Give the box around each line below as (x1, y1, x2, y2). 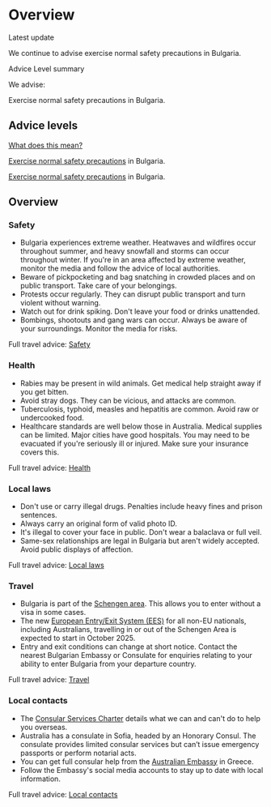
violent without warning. (19, 298, 101, 308)
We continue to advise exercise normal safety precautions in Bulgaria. (8, 48, 241, 58)
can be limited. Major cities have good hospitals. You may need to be (19, 429, 250, 439)
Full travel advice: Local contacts (8, 789, 118, 799)
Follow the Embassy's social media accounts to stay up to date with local (19, 765, 264, 775)
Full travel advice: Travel (8, 675, 90, 685)
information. (19, 774, 61, 784)
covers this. (19, 447, 59, 457)
